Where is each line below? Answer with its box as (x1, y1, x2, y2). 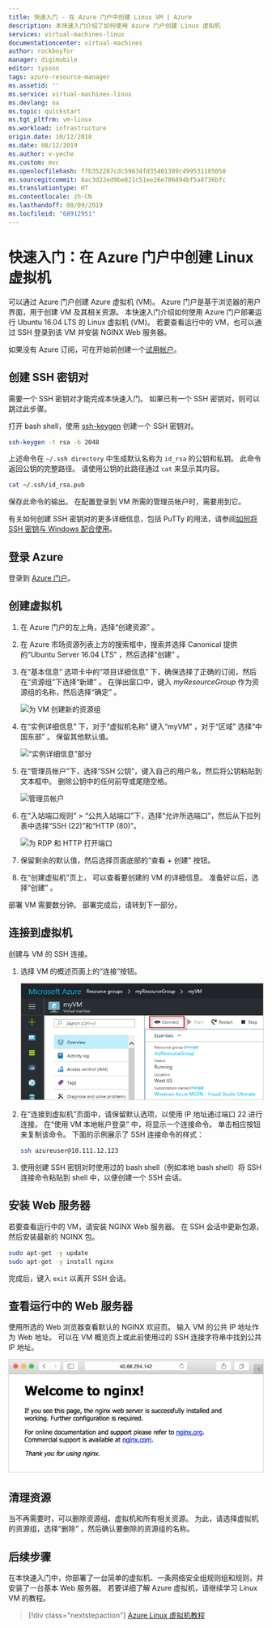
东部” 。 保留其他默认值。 (27, 731, 113, 741)
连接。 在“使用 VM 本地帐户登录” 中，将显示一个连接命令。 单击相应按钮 (19, 1120, 261, 1129)
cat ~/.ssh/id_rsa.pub (8, 481, 85, 490)
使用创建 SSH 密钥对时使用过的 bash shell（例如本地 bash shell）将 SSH (19, 1163, 261, 1172)
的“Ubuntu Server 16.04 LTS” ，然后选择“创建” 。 (19, 649, 185, 659)
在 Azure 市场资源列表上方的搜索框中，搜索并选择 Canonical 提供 (19, 639, 238, 649)
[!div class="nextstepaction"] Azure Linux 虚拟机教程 (28, 1610, 206, 1621)
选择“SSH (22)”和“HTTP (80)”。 (34, 820, 142, 830)
